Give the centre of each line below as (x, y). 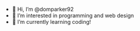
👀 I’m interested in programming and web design (73, 15)
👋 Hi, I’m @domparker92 (43, 9)
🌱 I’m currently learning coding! (51, 22)
